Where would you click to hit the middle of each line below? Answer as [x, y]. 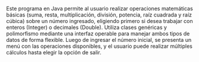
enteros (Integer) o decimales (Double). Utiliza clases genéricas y [87, 27]
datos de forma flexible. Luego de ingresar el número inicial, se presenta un [99, 40]
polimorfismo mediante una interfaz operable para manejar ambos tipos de [98, 34]
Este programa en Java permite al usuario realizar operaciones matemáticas [100, 9]
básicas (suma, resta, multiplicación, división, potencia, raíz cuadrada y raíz [99, 15]
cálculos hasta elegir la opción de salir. [54, 52]
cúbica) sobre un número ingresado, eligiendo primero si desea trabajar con [100, 21]
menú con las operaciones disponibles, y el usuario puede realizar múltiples [99, 46]
